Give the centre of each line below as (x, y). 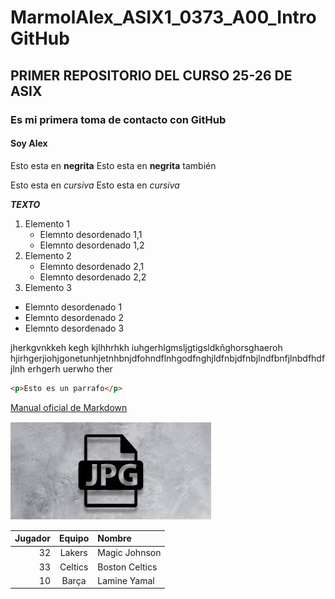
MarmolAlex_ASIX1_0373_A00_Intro (163, 17)
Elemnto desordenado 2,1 (92, 266)
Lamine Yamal (126, 580)
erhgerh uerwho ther (70, 368)
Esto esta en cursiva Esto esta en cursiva (95, 185)
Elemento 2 (48, 255)
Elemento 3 (48, 287)
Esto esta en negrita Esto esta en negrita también (113, 165)
